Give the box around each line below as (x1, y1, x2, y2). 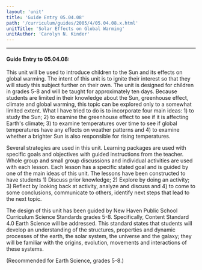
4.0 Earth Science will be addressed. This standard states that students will (6, 220, 192, 227)
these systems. (6, 245, 44, 253)
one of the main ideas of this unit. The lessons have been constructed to (6, 170, 186, 177)
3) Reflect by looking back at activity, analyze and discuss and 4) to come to (6, 183, 195, 190)
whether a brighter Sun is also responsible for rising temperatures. (6, 133, 171, 140)
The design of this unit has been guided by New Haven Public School (6, 207, 178, 214)
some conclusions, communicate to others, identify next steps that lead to (6, 189, 190, 196)
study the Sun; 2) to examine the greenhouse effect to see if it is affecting (6, 114, 189, 121)
